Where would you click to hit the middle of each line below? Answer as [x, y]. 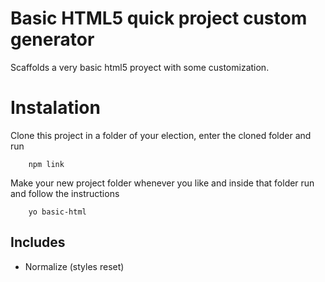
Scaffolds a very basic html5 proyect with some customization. [140, 67]
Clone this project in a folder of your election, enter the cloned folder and [161, 135]
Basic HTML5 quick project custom [159, 18]
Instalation [55, 108]
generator [52, 39]
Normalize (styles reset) [74, 266]
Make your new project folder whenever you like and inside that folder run [162, 183]
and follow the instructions [65, 193]
